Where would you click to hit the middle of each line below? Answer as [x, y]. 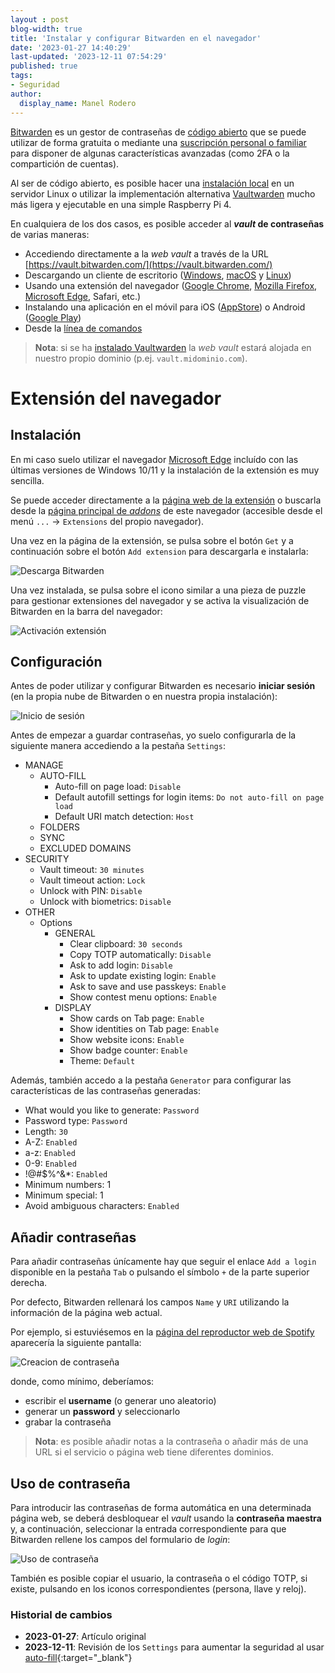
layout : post [40, 19]
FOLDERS [59, 827]
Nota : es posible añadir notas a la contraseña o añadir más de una [171, 1442]
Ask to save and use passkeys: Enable [148, 987]
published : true [44, 66]
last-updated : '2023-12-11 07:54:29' [89, 57]
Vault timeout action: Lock [92, 880]
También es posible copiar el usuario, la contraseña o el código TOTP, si [159, 1578]
